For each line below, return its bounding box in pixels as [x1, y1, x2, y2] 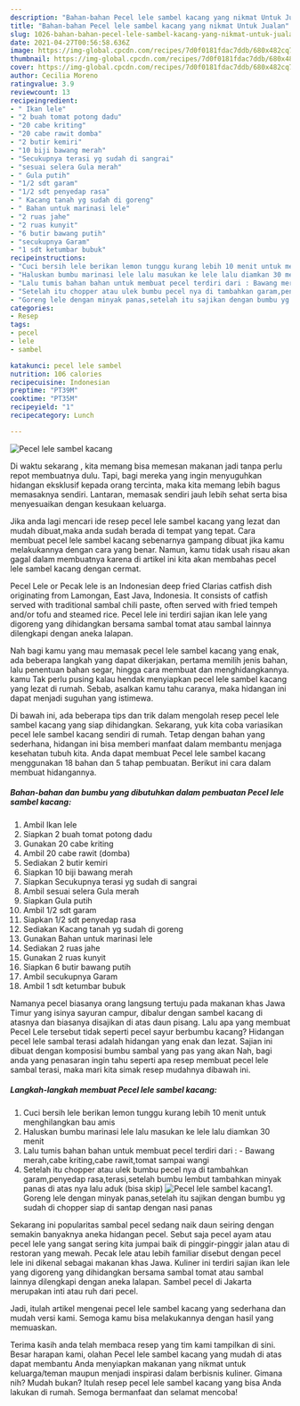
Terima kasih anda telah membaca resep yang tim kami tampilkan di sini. [10, 1339, 276, 1350]
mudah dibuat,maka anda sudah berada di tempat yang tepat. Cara [10, 525, 256, 536]
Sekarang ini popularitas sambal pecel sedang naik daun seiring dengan [10, 1219, 275, 1230]
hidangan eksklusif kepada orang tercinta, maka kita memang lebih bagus [10, 479, 281, 490]
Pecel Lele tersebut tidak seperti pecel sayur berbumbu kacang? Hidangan [10, 1026, 285, 1036]
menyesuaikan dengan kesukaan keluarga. [10, 498, 166, 509]
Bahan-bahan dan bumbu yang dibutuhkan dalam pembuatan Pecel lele [10, 787, 284, 798]
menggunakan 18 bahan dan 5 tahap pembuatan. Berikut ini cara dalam [10, 757, 272, 768]
